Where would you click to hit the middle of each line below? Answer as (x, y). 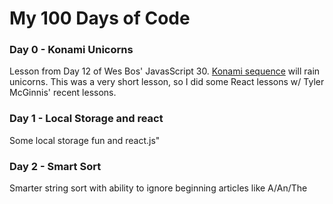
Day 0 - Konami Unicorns (71, 50)
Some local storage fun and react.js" (85, 140)
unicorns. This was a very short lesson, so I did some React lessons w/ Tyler (167, 82)
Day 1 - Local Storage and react (86, 119)
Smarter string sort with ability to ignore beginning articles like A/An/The (158, 188)
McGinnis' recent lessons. (63, 93)
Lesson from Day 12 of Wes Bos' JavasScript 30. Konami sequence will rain (165, 71)
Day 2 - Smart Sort (55, 166)
